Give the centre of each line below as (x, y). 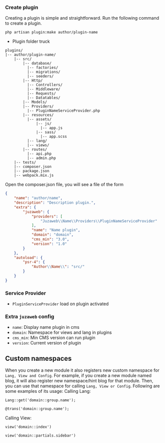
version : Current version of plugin (47, 343)
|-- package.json (32, 171)
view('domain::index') (28, 427)
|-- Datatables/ (44, 98)
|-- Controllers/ (45, 85)
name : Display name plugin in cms (46, 327)
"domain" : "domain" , (52, 235)
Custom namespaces (38, 358)
